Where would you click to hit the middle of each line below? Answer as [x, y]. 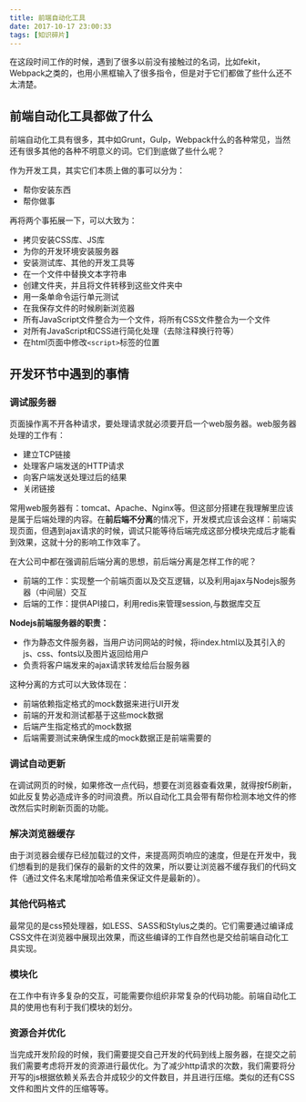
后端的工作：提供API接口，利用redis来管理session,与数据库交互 [142, 603]
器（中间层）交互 [55, 592]
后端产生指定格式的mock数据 [77, 726]
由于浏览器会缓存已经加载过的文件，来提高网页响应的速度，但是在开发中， [149, 855]
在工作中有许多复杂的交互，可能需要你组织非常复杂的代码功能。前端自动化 [149, 996]
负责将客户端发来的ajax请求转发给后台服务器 [106, 665]
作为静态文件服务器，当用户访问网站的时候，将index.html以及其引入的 [154, 642]
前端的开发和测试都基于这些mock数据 [93, 715]
